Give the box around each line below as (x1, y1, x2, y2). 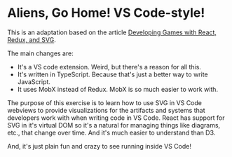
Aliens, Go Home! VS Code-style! (7, 5, 205, 21)
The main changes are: (7, 49, 74, 57)
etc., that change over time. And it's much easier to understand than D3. (7, 128, 216, 137)
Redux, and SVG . (7, 35, 56, 43)
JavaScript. (17, 77, 51, 86)
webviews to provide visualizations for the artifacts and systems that (7, 106, 205, 114)
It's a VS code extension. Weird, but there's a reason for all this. (17, 62, 202, 71)
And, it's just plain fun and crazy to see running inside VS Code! (7, 142, 191, 150)
